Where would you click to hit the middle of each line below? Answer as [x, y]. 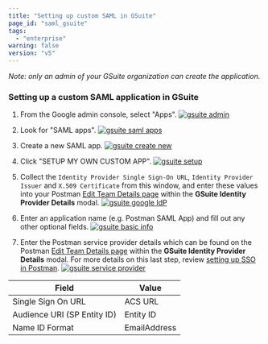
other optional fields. [54, 227]
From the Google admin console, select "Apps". [98, 114]
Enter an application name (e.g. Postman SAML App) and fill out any [132, 218]
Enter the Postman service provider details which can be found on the [136, 242]
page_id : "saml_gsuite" [48, 23]
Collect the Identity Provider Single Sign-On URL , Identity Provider [136, 177]
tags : [17, 31]
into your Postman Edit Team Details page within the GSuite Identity [133, 194]
